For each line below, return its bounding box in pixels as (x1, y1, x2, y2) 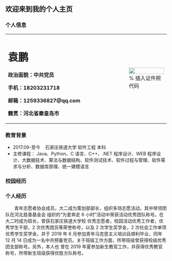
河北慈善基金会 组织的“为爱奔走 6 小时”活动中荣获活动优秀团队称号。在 (14, 212, 164, 218)
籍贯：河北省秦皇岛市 (8, 110, 60, 117)
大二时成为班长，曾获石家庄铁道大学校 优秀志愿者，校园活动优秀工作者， (5, 218, 159, 224)
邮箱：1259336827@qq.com (8, 97, 80, 104)
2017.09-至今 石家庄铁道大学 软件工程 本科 (12, 144, 106, 150)
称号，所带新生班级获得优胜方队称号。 (5, 250, 86, 256)
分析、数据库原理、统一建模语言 (21, 164, 90, 170)
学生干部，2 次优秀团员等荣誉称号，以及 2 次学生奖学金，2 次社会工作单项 (9, 225, 167, 231)
